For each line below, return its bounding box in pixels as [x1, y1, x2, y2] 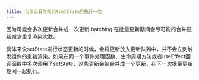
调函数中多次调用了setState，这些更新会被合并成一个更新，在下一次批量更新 [6, 60, 193, 67]
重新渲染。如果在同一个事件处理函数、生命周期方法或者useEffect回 [26, 52, 191, 59]
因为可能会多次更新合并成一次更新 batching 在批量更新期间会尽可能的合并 [6, 25, 187, 32]
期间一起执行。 [6, 67, 43, 74]
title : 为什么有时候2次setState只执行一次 [6, 8, 102, 15]
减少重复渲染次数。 [11, 33, 58, 40]
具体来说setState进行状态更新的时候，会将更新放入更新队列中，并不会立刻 [6, 45, 188, 52]
